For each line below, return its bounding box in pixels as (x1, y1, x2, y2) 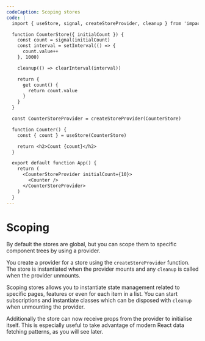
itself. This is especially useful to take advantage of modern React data (6, 321, 185, 329)
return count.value (28, 87, 78, 94)
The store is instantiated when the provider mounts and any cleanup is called (6, 265, 199, 273)
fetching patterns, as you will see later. (6, 328, 104, 335)
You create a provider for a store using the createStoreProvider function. (6, 259, 190, 266)
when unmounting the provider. (6, 303, 85, 310)
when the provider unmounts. (6, 272, 81, 279)
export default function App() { (12, 160, 97, 166)
